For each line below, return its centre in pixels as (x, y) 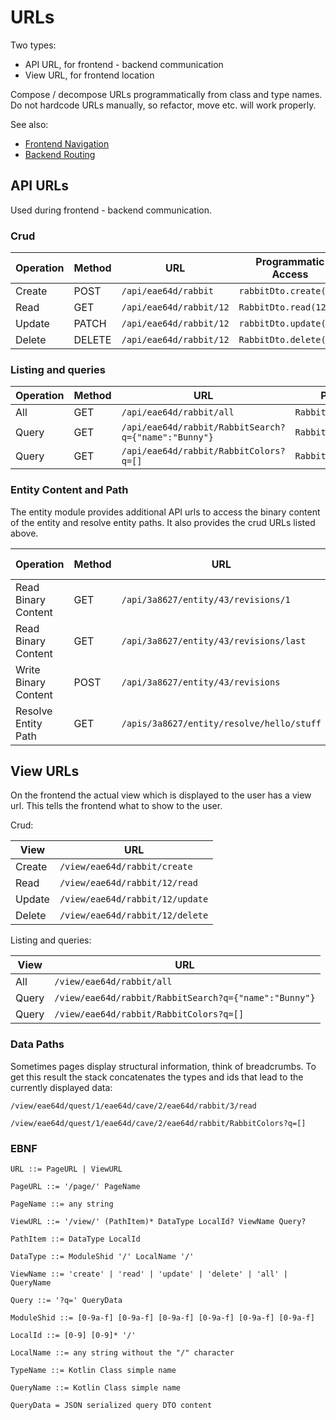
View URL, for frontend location (89, 75)
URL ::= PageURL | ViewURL (66, 1169)
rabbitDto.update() (285, 324)
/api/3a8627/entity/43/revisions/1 (206, 599)
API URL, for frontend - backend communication (124, 64)
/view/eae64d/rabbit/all (113, 982)
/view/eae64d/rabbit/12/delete (134, 915)
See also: (29, 124)
